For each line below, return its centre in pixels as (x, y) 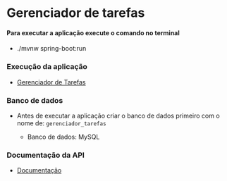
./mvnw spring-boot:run (51, 49)
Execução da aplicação (47, 67)
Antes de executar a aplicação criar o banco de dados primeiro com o (118, 116)
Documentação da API (46, 155)
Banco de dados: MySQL (63, 137)
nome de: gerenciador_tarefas (61, 123)
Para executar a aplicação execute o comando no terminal (93, 32)
